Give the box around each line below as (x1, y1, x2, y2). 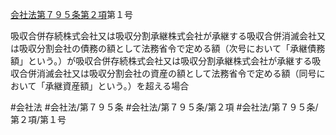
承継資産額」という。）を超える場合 (44, 80, 190, 92)
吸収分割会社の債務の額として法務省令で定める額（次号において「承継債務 (18, 43, 326, 54)
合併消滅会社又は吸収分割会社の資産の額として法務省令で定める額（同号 (18, 68, 317, 79)
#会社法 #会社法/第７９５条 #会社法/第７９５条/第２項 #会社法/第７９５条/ (10, 101, 319, 113)
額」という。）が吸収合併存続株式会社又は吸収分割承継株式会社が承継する (10, 55, 313, 67)
